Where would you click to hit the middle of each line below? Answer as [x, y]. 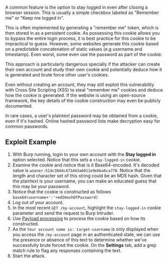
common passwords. [27, 126]
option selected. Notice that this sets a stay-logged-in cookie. [77, 159]
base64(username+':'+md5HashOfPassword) [55, 197]
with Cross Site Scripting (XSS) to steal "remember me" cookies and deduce [84, 90]
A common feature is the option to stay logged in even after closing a [76, 7]
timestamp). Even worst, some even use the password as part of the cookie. [84, 54]
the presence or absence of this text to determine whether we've [79, 240]
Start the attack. [29, 255]
